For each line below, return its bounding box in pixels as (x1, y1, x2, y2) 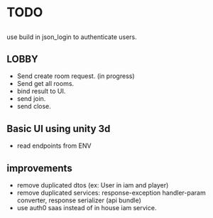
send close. (16, 102, 51, 111)
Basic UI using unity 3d (6, 122, 111, 135)
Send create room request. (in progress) (16, 72, 136, 80)
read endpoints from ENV (16, 141, 92, 150)
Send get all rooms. (16, 80, 75, 88)
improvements (6, 162, 72, 174)
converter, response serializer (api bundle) (16, 196, 141, 205)
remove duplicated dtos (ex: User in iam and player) (16, 181, 169, 190)
